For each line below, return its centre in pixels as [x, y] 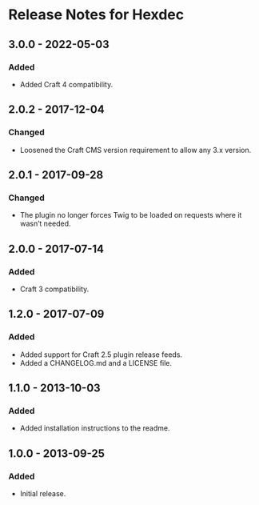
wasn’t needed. [45, 224]
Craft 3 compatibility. [54, 289]
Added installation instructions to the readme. [95, 428]
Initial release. [43, 493]
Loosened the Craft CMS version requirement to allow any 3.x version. [135, 150]
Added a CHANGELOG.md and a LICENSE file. [96, 363]
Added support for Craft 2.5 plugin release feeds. [101, 355]
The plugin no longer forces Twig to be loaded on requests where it [131, 215]
